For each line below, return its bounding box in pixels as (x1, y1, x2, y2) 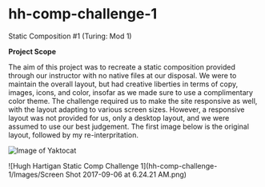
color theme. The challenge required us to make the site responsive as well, (8, 96, 258, 105)
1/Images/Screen (8, 169, 64, 179)
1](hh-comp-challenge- (140, 161, 218, 170)
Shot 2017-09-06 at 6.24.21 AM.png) (65, 169, 187, 179)
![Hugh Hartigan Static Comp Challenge (8, 161, 139, 170)
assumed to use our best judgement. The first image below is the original (8, 121, 250, 131)
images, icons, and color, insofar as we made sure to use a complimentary (8, 87, 254, 97)
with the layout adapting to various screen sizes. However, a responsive (8, 105, 246, 114)
